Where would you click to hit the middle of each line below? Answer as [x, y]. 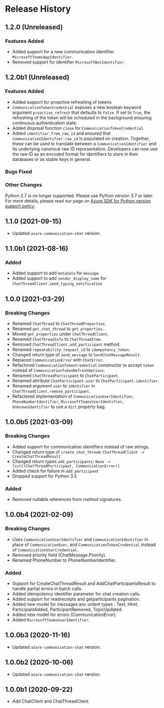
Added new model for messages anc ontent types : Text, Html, [75, 604]
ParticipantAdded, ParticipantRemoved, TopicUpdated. [68, 609]
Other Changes [24, 185]
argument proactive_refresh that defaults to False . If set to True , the [81, 112]
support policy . [20, 206]
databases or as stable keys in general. [52, 159]
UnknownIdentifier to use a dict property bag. [59, 407]
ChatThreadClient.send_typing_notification [57, 284]
